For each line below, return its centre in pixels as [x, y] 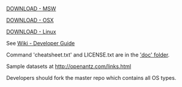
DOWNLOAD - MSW [31, 9]
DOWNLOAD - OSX [30, 20]
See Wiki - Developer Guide [41, 43]
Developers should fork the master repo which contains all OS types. [91, 78]
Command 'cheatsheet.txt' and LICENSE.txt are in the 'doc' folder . [88, 55]
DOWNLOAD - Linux [31, 32]
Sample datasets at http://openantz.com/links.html [69, 66]
